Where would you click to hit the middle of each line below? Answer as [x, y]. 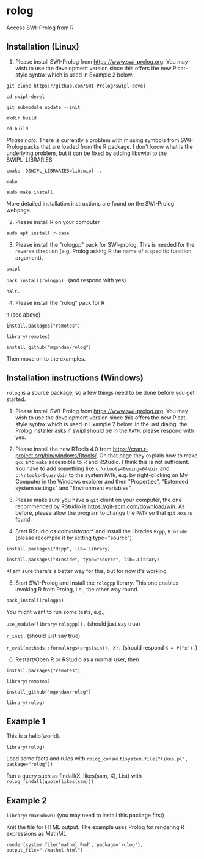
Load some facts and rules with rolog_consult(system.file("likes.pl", [97, 759]
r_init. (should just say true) [43, 636]
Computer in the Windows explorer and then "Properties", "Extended [102, 481]
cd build [17, 129]
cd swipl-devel [26, 96]
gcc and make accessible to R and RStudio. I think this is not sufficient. [102, 462]
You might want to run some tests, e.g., [56, 612]
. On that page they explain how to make [147, 455]
